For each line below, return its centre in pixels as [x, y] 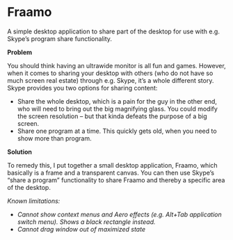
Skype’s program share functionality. [60, 38]
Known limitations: [34, 201]
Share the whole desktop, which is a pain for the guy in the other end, [117, 101]
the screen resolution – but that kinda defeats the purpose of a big [112, 116]
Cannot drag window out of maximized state [81, 229]
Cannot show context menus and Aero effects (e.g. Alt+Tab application [119, 214]
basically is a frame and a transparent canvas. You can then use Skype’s [111, 173]
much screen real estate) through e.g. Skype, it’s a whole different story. [111, 80]
